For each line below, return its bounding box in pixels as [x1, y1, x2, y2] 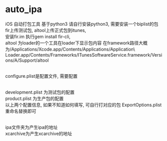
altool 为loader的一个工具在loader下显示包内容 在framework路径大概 [5, 39, 148, 46]
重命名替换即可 [5, 108, 36, 114]
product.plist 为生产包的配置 [5, 95, 64, 102]
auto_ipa [5, 4, 42, 15]
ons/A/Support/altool [5, 57, 49, 63]
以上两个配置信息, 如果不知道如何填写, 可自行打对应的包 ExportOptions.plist [5, 102, 162, 108]
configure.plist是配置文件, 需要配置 [5, 73, 78, 79]
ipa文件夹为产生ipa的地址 [5, 124, 58, 130]
